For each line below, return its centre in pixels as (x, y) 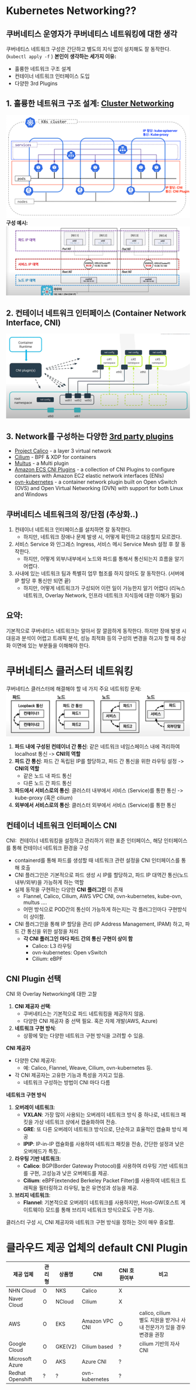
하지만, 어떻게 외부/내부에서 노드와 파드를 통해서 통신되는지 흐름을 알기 (104, 559)
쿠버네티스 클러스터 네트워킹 (70, 671)
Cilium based (97, 1347)
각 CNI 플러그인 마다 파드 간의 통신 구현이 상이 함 (78, 939)
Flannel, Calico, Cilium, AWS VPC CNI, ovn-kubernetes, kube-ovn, (103, 896)
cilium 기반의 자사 (159, 1344)
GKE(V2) (66, 1347)
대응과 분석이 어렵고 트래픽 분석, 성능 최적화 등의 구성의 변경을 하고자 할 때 (91, 638)
